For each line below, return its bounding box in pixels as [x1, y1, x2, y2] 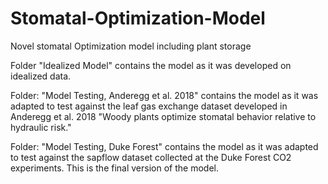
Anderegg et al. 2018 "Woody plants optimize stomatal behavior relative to [10, 110, 317, 122]
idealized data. [10, 70, 72, 82]
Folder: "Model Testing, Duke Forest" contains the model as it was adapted [10, 140, 319, 152]
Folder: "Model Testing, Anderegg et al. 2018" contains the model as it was [10, 89, 319, 101]
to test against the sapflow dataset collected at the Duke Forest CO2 [10, 151, 292, 163]
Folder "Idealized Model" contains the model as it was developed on [10, 59, 292, 71]
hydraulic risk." [10, 121, 72, 133]
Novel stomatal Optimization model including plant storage [10, 40, 252, 52]
